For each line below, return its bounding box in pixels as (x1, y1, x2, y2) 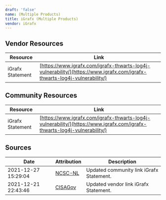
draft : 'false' (5, 7, 37, 12)
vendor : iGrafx (5, 21, 37, 26)
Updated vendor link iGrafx (86, 181, 149, 188)
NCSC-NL (55, 169, 80, 176)
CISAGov (55, 184, 77, 191)
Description (108, 158, 137, 165)
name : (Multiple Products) (5, 12, 61, 17)
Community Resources (5, 91, 78, 100)
